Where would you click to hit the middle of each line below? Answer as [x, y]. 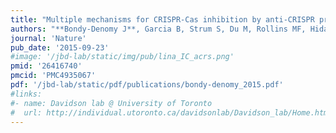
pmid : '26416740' [46, 66]
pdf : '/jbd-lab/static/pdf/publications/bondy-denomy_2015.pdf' [147, 85]
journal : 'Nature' [48, 38]
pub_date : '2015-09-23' [60, 47]
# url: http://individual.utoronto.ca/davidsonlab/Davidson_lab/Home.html [171, 112]
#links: [26, 94]
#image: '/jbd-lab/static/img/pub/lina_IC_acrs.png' [122, 57]
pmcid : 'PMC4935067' [53, 76]
